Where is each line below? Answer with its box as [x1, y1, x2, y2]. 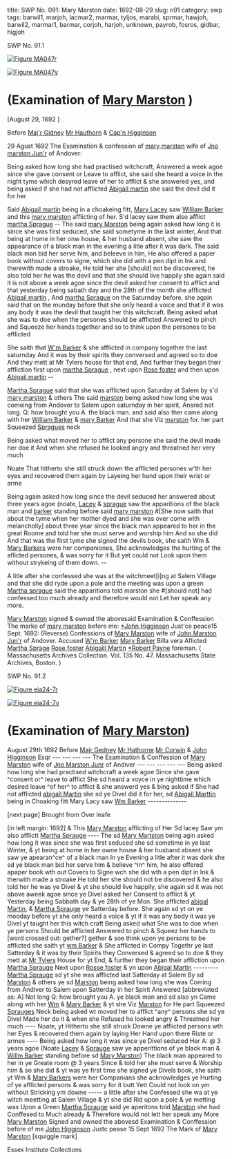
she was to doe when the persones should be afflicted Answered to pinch [7, 315, 217, 323]
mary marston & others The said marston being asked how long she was [7, 393, 213, 401]
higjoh [7, 28, 26, 36]
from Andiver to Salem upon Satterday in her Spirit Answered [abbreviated [7, 985, 219, 993]
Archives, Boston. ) [7, 658, 61, 667]
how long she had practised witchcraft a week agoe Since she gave [7, 767, 200, 776]
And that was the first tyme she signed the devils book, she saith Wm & [7, 536, 210, 544]
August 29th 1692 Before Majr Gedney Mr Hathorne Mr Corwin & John [7, 745, 207, 754]
